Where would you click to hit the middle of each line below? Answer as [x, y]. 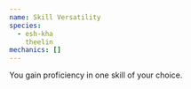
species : [25, 26]
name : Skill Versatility [55, 17]
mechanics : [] [36, 50]
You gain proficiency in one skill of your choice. [96, 75]
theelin [39, 42]
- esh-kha [35, 33]
